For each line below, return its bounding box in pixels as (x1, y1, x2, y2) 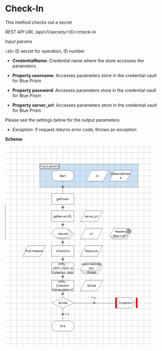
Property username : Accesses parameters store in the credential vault (12, 72, 157, 78)
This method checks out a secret (5, 19, 72, 25)
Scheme (5, 136, 23, 142)
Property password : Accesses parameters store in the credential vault (12, 87, 157, 93)
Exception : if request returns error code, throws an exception (12, 127, 137, 132)
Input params (5, 38, 33, 44)
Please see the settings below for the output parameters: (5, 117, 121, 123)
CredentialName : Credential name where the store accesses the (12, 57, 144, 63)
